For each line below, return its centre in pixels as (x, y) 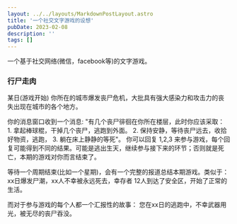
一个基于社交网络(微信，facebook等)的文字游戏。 (79, 61)
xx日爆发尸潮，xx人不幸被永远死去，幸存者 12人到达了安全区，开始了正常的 (117, 181)
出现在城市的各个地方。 (47, 107)
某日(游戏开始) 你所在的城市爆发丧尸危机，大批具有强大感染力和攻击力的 (113, 98)
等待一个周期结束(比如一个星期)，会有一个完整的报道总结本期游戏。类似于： (118, 172)
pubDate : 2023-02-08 (38, 27)
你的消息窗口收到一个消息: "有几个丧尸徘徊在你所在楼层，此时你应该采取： (116, 122)
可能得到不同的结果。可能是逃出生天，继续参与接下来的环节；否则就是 (115, 148)
